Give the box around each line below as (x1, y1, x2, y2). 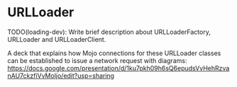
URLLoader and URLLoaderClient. (7, 35, 106, 43)
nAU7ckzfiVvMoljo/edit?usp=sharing (7, 71, 115, 80)
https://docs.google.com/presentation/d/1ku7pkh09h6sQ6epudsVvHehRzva (7, 64, 230, 72)
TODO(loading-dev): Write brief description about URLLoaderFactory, (7, 28, 211, 36)
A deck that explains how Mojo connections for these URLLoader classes (7, 49, 221, 57)
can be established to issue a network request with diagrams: (7, 56, 187, 64)
